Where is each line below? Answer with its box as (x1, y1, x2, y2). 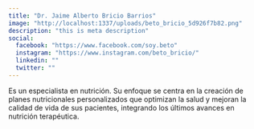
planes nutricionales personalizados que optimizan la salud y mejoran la (8, 94, 247, 104)
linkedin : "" (15, 57, 59, 65)
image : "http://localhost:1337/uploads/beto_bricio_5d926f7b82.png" (8, 19, 243, 27)
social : (8, 34, 35, 42)
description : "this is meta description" (8, 26, 150, 34)
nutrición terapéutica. (8, 111, 80, 121)
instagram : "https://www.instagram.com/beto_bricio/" (15, 49, 199, 57)
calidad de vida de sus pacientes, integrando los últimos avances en (8, 103, 235, 112)
